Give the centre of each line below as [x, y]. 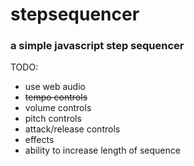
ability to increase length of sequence [102, 150]
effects [39, 140]
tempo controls [56, 97]
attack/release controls [72, 129]
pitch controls [53, 119]
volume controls [58, 108]
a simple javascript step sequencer [97, 46]
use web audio [55, 87]
